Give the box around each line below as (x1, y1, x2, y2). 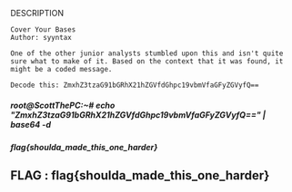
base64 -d (10, 119, 52, 130)
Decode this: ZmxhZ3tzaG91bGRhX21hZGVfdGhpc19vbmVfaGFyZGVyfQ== (10, 81, 259, 90)
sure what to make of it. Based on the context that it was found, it (10, 57, 284, 66)
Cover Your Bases (10, 25, 76, 34)
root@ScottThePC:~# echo (10, 100, 116, 110)
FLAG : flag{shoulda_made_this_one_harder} (10, 168, 270, 184)
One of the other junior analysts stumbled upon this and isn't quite (10, 49, 284, 58)
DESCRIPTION (10, 8, 65, 18)
